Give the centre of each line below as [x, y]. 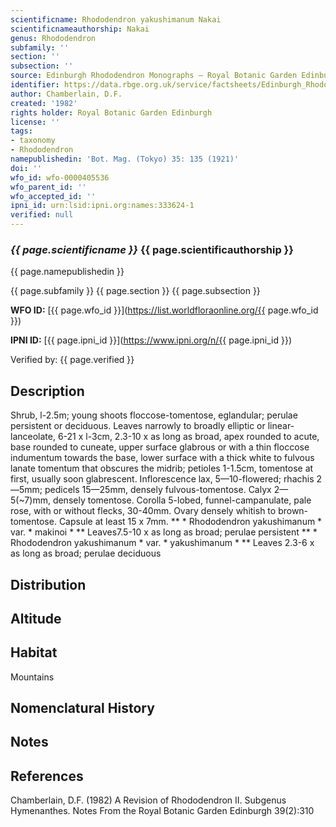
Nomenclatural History [82, 708]
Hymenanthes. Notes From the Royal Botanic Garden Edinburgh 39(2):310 [162, 811]
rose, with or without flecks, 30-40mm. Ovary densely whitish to [143, 511]
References [47, 776]
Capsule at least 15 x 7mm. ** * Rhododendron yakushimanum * [190, 522]
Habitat [34, 652]
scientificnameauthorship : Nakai [80, 29]
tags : [21, 131]
